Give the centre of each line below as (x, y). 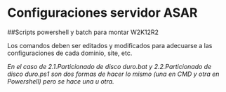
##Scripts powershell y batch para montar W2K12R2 (83, 32)
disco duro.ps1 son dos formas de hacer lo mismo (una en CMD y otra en (113, 74)
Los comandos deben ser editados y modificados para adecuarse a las (110, 45)
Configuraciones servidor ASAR (102, 13)
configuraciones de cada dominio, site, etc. (70, 53)
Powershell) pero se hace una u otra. (61, 81)
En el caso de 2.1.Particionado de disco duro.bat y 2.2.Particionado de (109, 66)
